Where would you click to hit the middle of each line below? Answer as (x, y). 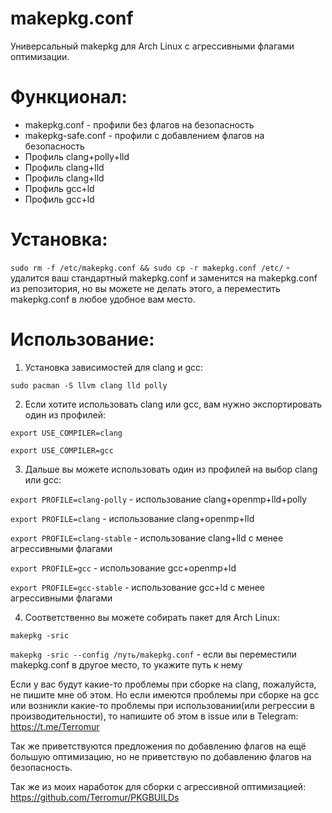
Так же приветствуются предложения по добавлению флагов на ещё (158, 746)
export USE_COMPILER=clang (66, 433)
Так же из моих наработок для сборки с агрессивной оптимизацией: (158, 786)
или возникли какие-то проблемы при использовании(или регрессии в (162, 705)
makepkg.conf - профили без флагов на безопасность (139, 124)
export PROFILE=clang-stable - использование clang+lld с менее (147, 538)
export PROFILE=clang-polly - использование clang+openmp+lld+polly (159, 499)
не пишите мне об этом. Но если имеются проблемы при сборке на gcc (165, 694)
